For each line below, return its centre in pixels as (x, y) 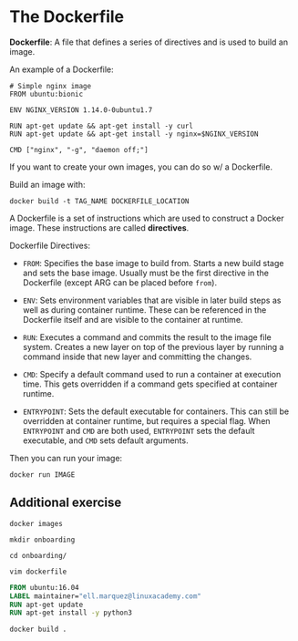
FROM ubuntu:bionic (46, 94)
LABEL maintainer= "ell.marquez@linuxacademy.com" (106, 596)
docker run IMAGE (42, 475)
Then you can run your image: (66, 458)
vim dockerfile (38, 572)
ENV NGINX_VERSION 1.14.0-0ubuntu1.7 (81, 110)
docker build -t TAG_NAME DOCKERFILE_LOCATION (99, 201)
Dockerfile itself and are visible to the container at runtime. (133, 319)
